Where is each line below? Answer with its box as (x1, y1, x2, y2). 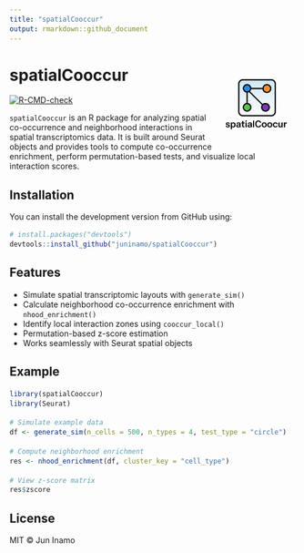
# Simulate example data (9, 418, 104, 427)
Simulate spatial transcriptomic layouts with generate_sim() (22, 289, 246, 300)
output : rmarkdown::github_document (9, 24, 148, 34)
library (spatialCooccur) (9, 389, 104, 398)
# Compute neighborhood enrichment (9, 446, 145, 456)
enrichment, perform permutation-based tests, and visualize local (9, 151, 256, 162)
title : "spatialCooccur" (9, 15, 104, 24)
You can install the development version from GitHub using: (9, 211, 233, 222)
